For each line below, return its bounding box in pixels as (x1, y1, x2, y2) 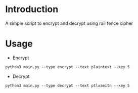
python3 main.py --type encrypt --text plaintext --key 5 (5, 64, 130, 69)
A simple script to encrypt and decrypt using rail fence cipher (5, 20, 133, 26)
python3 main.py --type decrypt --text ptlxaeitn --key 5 (5, 83, 130, 88)
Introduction (5, 4, 59, 15)
